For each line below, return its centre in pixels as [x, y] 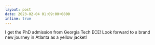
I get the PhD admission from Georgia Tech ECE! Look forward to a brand [78, 32]
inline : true [18, 18]
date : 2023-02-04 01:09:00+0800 [37, 14]
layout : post [18, 9]
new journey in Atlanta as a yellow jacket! [46, 37]
